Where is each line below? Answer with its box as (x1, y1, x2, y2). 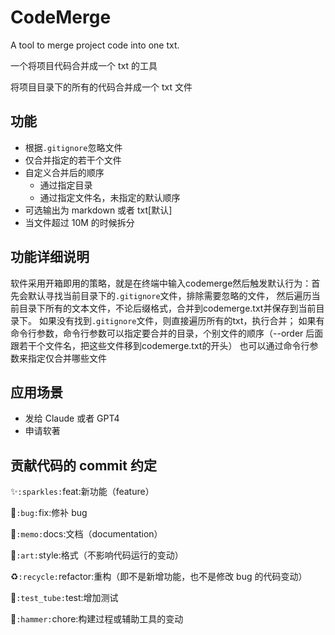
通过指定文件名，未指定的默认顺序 (39, 191, 181, 203)
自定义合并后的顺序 (24, 166, 105, 178)
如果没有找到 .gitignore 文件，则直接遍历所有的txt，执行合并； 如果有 (38, 314, 325, 326)
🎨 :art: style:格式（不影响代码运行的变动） (10, 549, 184, 561)
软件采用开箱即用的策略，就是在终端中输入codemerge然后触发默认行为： (10, 277, 312, 289)
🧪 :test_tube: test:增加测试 (10, 592, 119, 604)
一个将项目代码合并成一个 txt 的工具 (10, 59, 158, 71)
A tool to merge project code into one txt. (10, 39, 180, 51)
